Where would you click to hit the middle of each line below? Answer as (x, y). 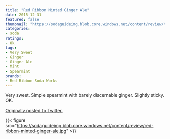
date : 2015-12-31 (24, 15)
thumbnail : (17, 24)
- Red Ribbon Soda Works (31, 81)
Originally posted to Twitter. (34, 110)
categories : (18, 29)
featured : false (22, 19)
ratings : (14, 39)
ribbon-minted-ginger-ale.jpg (36, 131)
